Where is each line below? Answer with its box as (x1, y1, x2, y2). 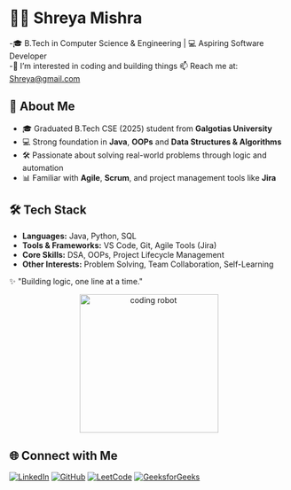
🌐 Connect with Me (9, 447, 118, 463)
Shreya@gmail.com (9, 73, 81, 83)
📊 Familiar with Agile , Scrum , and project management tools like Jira (21, 172, 277, 183)
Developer (9, 51, 47, 61)
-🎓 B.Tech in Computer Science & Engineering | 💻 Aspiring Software (9, 37, 264, 48)
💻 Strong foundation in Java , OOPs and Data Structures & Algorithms (21, 136, 282, 147)
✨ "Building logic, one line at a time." (9, 276, 144, 286)
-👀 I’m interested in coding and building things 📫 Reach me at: (9, 60, 239, 71)
